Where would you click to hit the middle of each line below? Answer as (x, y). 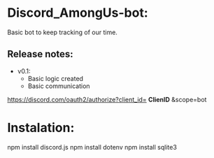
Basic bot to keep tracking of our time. (62, 32)
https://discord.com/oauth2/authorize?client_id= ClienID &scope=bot (107, 99)
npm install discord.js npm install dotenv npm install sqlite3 (92, 147)
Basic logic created (56, 78)
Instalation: (41, 128)
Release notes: (40, 54)
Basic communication (59, 86)
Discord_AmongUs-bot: (78, 13)
